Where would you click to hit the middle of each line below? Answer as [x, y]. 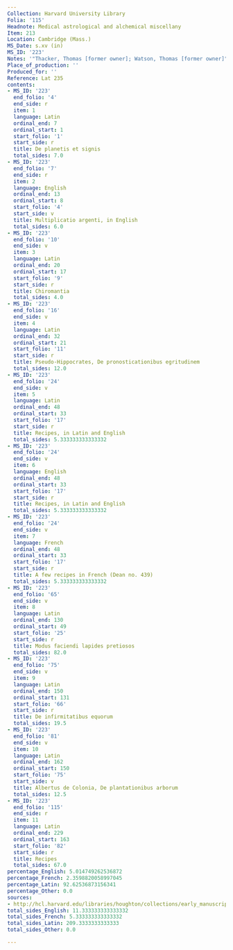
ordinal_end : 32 [37, 336]
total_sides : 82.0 [40, 652]
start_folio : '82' [40, 846]
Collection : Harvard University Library [67, 14]
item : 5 [25, 394]
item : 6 [25, 466]
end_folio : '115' [38, 807]
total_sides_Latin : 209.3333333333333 [63, 924]
